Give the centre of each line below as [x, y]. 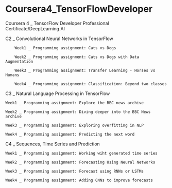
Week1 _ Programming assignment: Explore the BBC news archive [75, 103]
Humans [12, 75]
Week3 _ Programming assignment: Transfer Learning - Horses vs [85, 70]
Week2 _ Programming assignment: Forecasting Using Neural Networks [80, 162]
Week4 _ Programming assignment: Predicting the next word [70, 134]
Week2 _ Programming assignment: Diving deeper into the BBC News [78, 112]
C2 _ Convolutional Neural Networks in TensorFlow [59, 39]
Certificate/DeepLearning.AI [35, 28]
